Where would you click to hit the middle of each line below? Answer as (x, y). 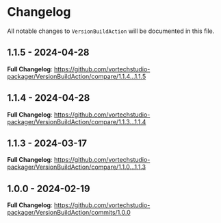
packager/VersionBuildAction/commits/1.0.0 (69, 213)
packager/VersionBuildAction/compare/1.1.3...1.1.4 (77, 121)
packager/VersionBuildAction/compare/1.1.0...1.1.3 (76, 167)
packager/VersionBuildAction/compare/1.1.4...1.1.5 (77, 76)
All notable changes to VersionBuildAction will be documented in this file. (111, 31)
